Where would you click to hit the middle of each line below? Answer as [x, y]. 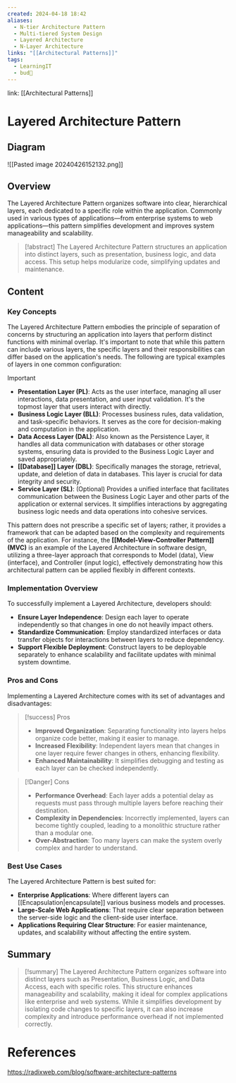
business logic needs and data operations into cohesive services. [112, 511]
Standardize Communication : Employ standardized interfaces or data [119, 632]
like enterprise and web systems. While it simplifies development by [123, 1001]
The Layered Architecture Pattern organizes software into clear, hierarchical [117, 203]
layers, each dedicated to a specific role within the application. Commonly [114, 211]
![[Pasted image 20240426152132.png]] [65, 164]
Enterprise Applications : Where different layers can [93, 895]
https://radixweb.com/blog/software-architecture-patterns [92, 1072]
